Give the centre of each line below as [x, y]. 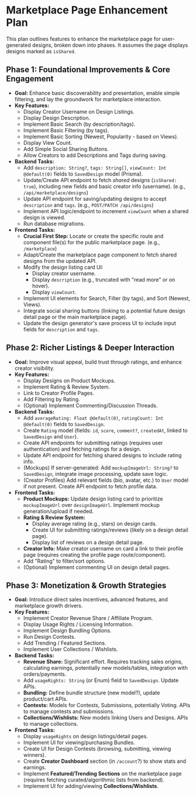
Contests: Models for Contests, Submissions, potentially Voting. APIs [107, 705]
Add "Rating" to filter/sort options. [64, 561]
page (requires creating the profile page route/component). [95, 554]
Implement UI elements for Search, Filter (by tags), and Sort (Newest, [106, 298]
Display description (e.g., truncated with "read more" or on [104, 279]
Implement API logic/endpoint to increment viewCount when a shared [106, 211]
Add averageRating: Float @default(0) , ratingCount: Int [93, 418]
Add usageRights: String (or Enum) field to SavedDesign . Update [101, 680]
